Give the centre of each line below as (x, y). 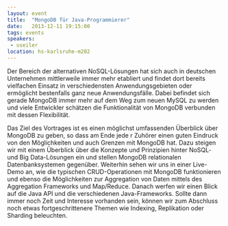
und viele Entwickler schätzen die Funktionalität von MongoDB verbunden (111, 108)
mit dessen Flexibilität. (39, 114)
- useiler (24, 45)
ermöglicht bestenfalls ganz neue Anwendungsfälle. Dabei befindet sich (109, 92)
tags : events (26, 33)
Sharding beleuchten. (37, 215)
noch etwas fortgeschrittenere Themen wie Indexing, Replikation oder (105, 208)
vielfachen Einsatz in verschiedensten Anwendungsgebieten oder (100, 86)
